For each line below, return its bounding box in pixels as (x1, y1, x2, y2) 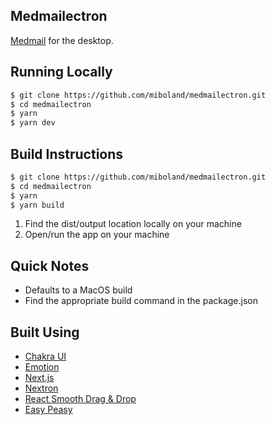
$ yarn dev (10, 118, 56, 128)
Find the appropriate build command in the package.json (24, 295, 259, 307)
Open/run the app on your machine (24, 229, 170, 241)
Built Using (10, 324, 80, 341)
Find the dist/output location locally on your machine (24, 218, 242, 230)
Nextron (24, 382, 59, 394)
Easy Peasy (24, 404, 73, 416)
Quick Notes (10, 257, 90, 274)
